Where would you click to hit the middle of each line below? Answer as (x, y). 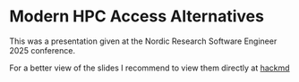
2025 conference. (43, 50)
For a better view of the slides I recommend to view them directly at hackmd (149, 68)
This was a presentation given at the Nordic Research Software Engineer (143, 41)
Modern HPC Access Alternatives (137, 16)
